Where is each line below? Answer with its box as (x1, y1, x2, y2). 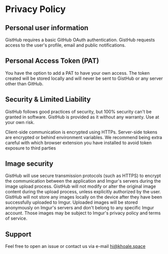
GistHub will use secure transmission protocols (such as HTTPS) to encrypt (5, 173, 161, 179)
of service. (5, 215, 28, 221)
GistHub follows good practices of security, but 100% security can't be (5, 108, 152, 114)
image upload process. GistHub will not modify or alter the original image (5, 183, 156, 189)
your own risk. (5, 119, 35, 125)
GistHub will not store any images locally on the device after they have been (5, 194, 162, 200)
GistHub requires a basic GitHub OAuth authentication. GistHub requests (5, 37, 155, 43)
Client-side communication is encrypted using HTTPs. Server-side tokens (5, 129, 157, 135)
